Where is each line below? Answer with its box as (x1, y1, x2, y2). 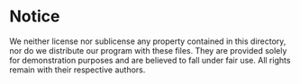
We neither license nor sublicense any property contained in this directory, (9, 36, 286, 46)
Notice (9, 6, 60, 27)
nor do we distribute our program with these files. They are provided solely (9, 45, 287, 55)
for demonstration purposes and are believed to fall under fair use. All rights (9, 55, 291, 65)
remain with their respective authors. (9, 64, 146, 75)
